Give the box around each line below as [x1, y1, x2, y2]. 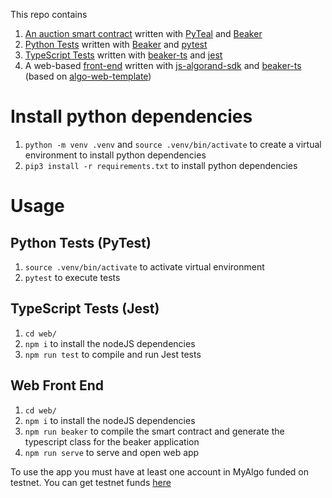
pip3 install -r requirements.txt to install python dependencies [24, 159, 298, 171]
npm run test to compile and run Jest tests [24, 348, 202, 360]
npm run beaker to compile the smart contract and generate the [24, 425, 285, 437]
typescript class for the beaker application [24, 435, 200, 448]
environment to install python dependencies [24, 149, 207, 161]
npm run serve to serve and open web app [24, 446, 200, 458]
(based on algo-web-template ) [24, 70, 152, 82]
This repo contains [10, 9, 88, 20]
